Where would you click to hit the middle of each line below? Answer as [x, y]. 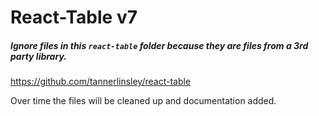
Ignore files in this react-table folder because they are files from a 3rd [159, 45]
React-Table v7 [74, 17]
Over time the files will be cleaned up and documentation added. [143, 101]
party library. [38, 56]
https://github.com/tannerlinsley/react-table [101, 82]
